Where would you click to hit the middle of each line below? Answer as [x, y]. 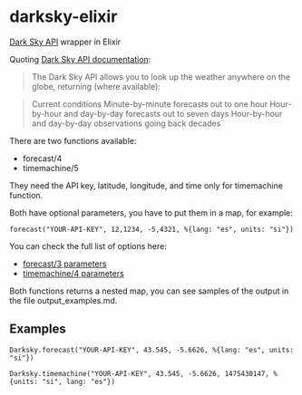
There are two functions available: [73, 140]
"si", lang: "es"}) [79, 381]
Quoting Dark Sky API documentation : [80, 59]
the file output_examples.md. [63, 300]
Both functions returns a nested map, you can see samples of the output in [149, 291]
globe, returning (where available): [96, 86]
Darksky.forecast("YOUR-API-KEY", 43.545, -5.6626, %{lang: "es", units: [152, 350]
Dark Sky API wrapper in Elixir [65, 42]
